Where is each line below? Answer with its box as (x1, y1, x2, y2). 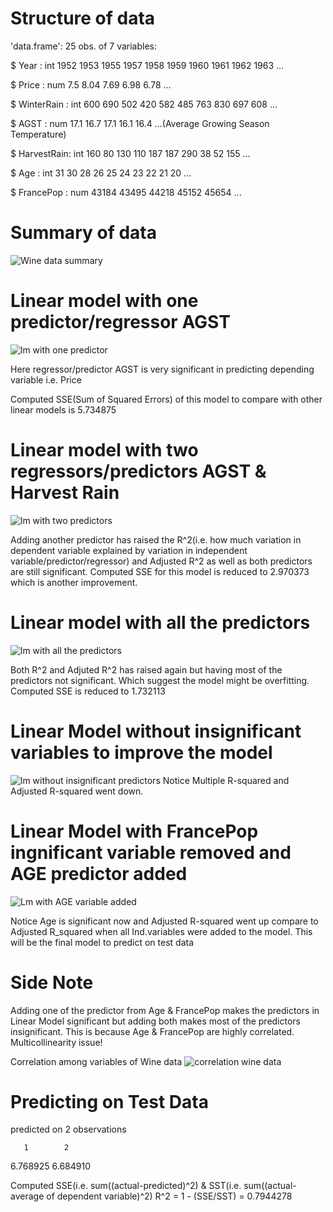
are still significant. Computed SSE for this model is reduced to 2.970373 (10, 565, 310, 577)
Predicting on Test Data (10, 1090, 209, 1113)
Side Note (10, 971, 94, 994)
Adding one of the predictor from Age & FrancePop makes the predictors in (10, 1004, 320, 1016)
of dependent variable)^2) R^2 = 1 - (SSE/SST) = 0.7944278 (46, 1190, 293, 1202)
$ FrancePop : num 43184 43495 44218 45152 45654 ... (10, 186, 242, 198)
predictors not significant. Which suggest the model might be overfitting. (10, 674, 310, 686)
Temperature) (10, 128, 67, 140)
